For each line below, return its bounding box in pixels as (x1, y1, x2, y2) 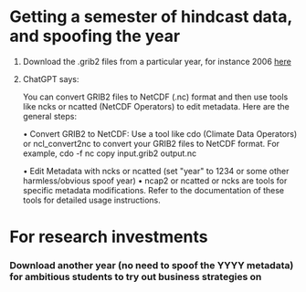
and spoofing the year (9, 26, 181, 47)
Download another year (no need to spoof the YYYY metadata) (9, 259, 294, 272)
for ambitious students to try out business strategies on (9, 271, 262, 284)
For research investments (9, 226, 208, 247)
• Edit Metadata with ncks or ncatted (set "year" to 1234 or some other (22, 165, 290, 176)
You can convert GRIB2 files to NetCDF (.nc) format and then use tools (22, 91, 289, 102)
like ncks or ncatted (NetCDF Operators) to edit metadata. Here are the (22, 100, 290, 111)
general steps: (22, 110, 78, 121)
